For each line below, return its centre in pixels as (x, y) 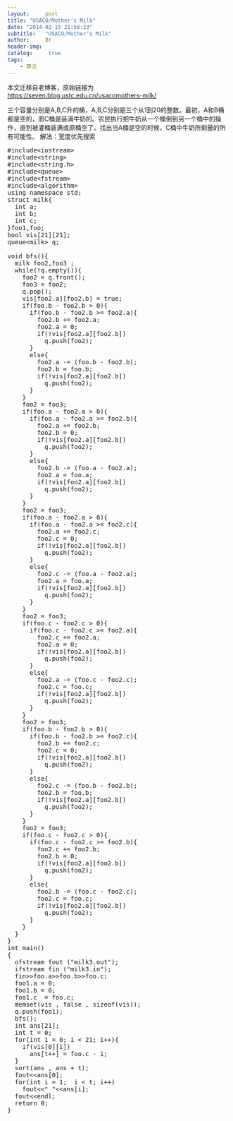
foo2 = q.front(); (54, 277)
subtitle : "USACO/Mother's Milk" (59, 34)
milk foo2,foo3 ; (44, 263)
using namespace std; (45, 192)
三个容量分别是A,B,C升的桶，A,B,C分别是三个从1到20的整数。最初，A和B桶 (116, 109)
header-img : (25, 47)
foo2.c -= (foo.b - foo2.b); (87, 785)
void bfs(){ (28, 256)
